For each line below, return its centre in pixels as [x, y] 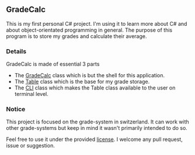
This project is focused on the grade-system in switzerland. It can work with [97, 122]
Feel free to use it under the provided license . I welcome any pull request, [94, 139]
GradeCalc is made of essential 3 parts [53, 64]
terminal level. [31, 94]
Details [16, 51]
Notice [16, 109]
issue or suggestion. [31, 146]
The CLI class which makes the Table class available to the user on [95, 88]
